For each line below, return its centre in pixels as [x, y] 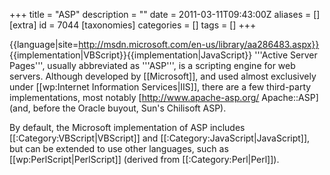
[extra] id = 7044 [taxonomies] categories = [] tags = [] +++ [133, 25]
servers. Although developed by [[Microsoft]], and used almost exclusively [163, 76]
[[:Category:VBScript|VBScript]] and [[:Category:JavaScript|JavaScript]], [160, 138]
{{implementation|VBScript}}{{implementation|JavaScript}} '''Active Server [163, 55]
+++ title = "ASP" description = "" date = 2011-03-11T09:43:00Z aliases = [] [165, 14]
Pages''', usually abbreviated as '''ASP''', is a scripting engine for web [152, 65]
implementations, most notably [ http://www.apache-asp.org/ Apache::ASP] [164, 97]
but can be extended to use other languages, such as [119, 148]
